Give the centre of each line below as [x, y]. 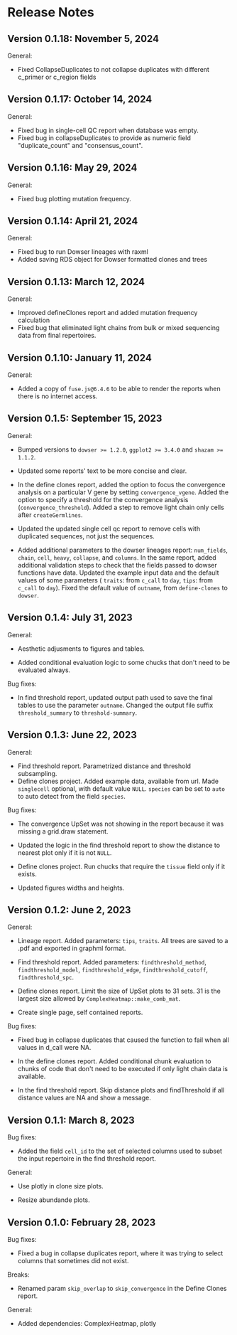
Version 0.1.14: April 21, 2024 [73, 221]
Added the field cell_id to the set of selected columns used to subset [120, 1151]
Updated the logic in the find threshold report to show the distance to [119, 845]
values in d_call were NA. [54, 1048]
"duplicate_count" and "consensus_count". [80, 145]
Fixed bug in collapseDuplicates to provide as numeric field [104, 138]
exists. [27, 874]
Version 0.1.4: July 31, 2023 [70, 618]
